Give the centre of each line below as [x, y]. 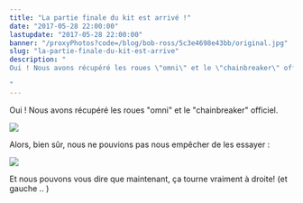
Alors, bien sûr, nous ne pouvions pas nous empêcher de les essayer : [140, 144]
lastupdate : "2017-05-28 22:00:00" [76, 34]
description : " [38, 60]
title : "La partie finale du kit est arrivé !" [101, 18]
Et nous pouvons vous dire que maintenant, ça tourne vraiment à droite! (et [149, 179]
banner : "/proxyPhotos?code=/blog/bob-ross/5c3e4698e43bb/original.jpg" [149, 43]
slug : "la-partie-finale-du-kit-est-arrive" [94, 51]
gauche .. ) [29, 188]
